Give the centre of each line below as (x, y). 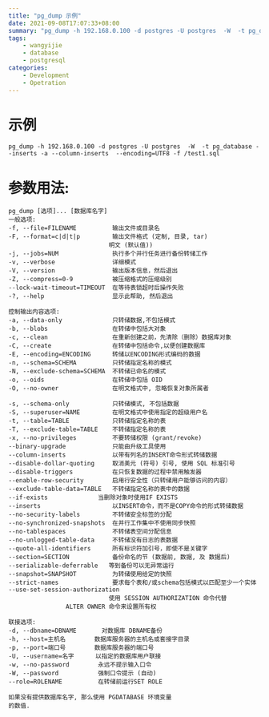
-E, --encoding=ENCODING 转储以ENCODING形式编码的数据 (104, 354)
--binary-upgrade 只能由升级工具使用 (87, 447)
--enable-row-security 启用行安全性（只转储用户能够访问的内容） (120, 481)
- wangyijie (42, 46)
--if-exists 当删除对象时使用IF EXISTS (93, 497)
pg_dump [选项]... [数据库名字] (58, 211)
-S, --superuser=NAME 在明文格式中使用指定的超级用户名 (108, 413)
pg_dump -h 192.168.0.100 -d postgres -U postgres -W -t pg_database (130, 147)
